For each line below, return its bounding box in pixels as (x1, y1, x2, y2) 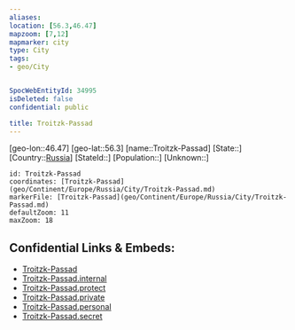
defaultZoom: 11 (9, 208, 69, 217)
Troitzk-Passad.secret (21, 311, 104, 322)
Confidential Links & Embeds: (9, 240, 175, 255)
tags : (9, 54, 29, 63)
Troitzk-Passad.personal (21, 302, 113, 312)
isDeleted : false (9, 94, 74, 103)
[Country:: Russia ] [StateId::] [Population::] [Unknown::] (9, 153, 210, 163)
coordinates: (9, 177, 58, 186)
